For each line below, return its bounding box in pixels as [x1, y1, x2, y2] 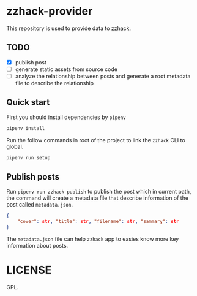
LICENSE [6, 264, 52, 277]
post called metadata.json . [6, 201, 73, 208]
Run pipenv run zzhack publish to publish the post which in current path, [6, 188, 191, 195]
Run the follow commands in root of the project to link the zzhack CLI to [6, 136, 185, 143]
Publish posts [6, 172, 60, 182]
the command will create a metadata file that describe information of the [6, 194, 188, 202]
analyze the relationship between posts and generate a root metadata [15, 72, 191, 80]
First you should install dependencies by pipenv [6, 113, 127, 121]
